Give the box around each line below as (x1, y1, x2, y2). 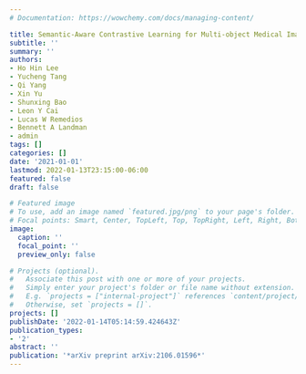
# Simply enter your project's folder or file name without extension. (9, 284, 296, 293)
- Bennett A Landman (9, 123, 88, 132)
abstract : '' (9, 343, 59, 352)
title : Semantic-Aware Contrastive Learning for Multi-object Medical (9, 29, 283, 39)
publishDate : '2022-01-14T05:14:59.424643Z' (9, 317, 181, 327)
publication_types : (9, 326, 84, 335)
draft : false (9, 182, 59, 192)
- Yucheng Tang (9, 72, 67, 82)
